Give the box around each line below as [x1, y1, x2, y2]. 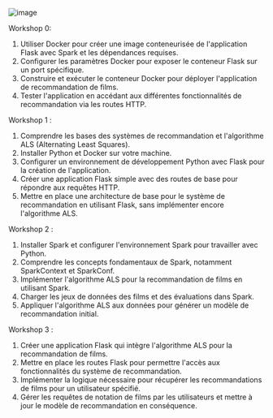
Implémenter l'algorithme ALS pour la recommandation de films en [19, 274, 243, 284]
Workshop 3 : [8, 325, 54, 334]
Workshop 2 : [8, 224, 54, 234]
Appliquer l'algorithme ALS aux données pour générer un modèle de [19, 300, 249, 310]
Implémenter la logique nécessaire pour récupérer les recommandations [19, 375, 262, 385]
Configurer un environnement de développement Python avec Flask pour [19, 157, 265, 166]
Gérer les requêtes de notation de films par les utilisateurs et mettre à [19, 392, 253, 402]
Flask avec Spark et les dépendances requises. [19, 48, 179, 57]
